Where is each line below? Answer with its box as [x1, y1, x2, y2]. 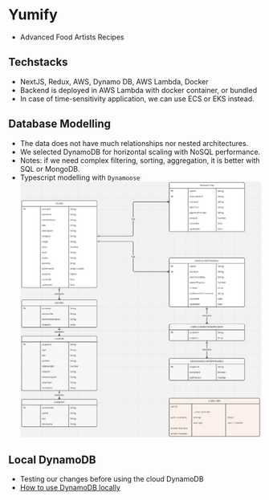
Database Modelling [8, 117, 111, 131]
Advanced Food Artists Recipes [19, 32, 124, 42]
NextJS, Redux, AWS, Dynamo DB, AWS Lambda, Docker [19, 76, 209, 86]
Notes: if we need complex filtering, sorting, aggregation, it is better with [19, 155, 260, 165]
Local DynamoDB [8, 453, 96, 467]
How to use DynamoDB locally [19, 483, 120, 493]
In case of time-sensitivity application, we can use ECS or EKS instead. [19, 94, 255, 104]
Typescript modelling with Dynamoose [19, 173, 141, 182]
